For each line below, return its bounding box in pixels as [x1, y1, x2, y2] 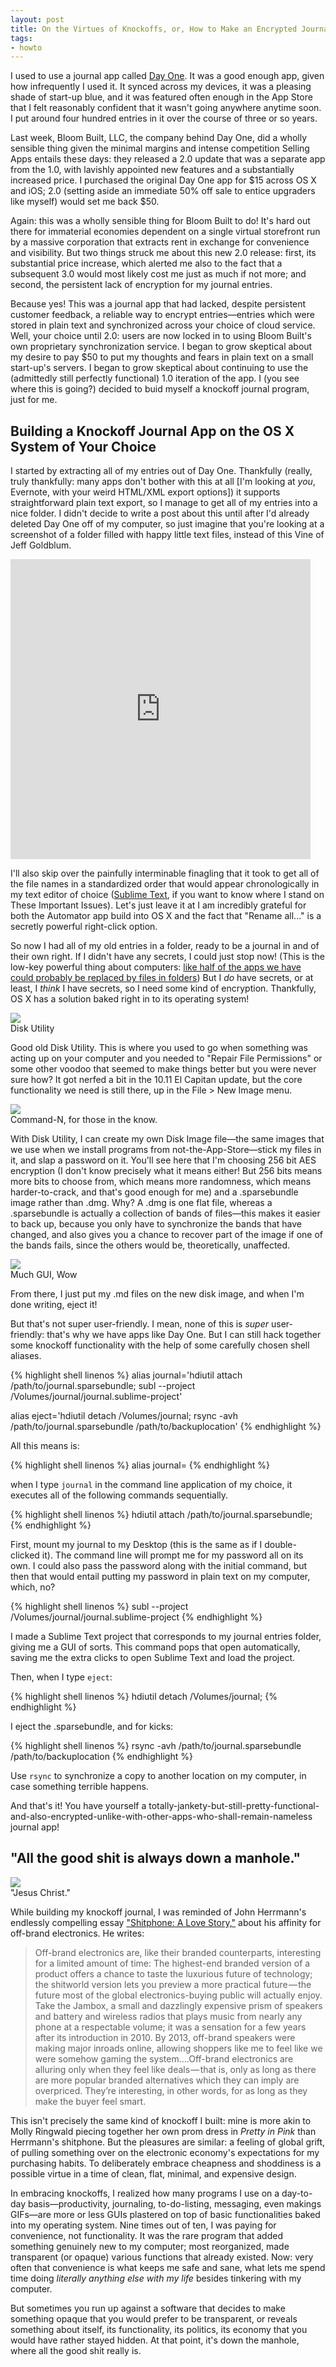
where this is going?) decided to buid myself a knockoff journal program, [10, 383, 310, 395]
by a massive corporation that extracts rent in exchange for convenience [10, 236, 310, 248]
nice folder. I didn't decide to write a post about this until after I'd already [10, 507, 310, 520]
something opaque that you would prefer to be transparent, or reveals [10, 2312, 298, 2325]
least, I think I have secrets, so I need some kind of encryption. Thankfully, [10, 982, 317, 995]
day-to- [281, 2187, 313, 2199]
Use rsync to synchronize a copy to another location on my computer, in [10, 1770, 307, 1782]
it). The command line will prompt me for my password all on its [41, 1549, 304, 1561]
